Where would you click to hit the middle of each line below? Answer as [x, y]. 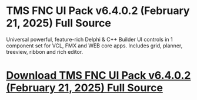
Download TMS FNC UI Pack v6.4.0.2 [98, 76]
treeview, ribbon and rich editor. [45, 51]
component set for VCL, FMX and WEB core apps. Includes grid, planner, [94, 46]
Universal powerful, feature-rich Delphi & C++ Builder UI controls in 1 [89, 39]
